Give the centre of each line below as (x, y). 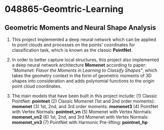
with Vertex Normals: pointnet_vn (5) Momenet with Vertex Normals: (82, 112)
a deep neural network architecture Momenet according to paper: (79, 65)
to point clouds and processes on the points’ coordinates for (73, 45)
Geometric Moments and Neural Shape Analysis (81, 28)
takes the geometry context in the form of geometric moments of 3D (82, 75)
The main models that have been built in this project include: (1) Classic (84, 96)
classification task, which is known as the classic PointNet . (72, 50)
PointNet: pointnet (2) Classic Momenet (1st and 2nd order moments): (83, 101)
